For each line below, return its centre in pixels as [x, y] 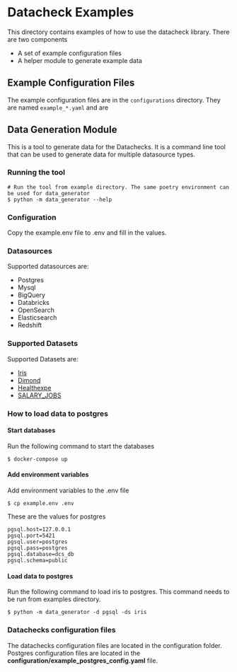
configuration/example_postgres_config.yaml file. [82, 660]
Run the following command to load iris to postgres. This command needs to [118, 592]
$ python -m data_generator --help [60, 199]
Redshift [30, 325]
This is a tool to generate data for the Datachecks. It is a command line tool [117, 146]
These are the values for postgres [57, 516]
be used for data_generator [49, 193]
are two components [37, 39]
